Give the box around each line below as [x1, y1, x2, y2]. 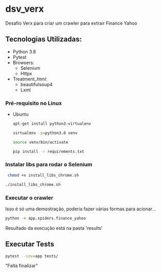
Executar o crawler [5, 194, 53, 201]
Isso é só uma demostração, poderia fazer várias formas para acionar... [5, 206, 156, 212]
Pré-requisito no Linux [5, 100, 63, 107]
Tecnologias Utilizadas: [5, 35, 82, 44]
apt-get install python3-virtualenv [12, 121, 91, 126]
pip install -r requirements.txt [12, 149, 85, 154]
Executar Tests [5, 240, 54, 249]
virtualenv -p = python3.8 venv [12, 130, 78, 135]
